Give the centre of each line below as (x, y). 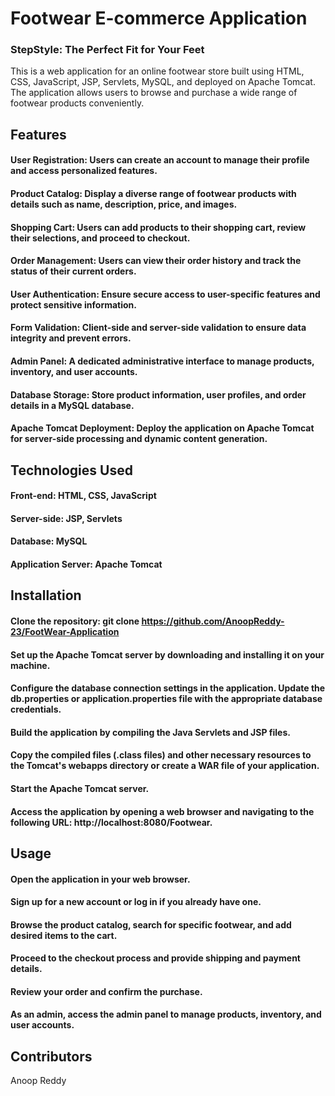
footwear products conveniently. (77, 103)
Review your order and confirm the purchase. (106, 991)
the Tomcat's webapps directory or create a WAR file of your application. (165, 766)
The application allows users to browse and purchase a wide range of (154, 93)
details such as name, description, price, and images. (124, 204)
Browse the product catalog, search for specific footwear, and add (151, 924)
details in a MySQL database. (72, 405)
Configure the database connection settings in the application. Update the (168, 688)
